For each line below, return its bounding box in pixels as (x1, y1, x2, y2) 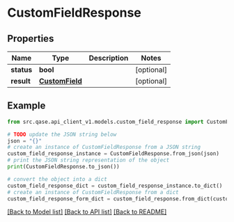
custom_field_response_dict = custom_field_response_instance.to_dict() (7, 182, 223, 189)
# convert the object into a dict (7, 175, 108, 182)
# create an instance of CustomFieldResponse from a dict (7, 189, 179, 196)
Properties (7, 33, 54, 45)
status (10, 65, 33, 74)
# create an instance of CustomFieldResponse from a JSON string (7, 144, 201, 151)
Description (88, 54, 129, 63)
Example (7, 100, 46, 112)
